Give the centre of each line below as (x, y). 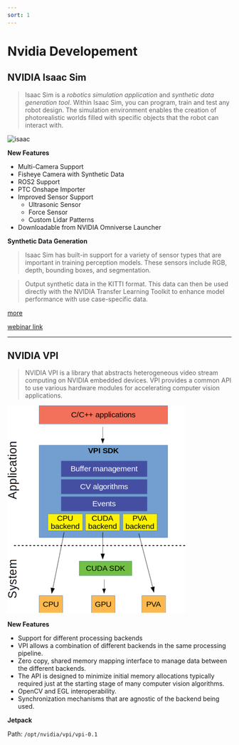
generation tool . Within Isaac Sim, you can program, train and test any (127, 102)
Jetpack (20, 720)
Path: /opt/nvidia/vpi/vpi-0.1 (53, 734)
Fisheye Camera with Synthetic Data (71, 174)
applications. (43, 395)
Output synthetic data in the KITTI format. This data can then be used (127, 284)
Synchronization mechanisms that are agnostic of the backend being (118, 699)
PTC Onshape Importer (52, 189)
